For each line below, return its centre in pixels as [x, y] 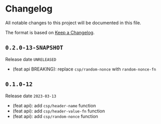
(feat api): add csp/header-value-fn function [59, 111]
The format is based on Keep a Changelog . [50, 32]
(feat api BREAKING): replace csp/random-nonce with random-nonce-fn [84, 69]
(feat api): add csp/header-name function [54, 105]
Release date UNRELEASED [31, 59]
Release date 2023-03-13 [31, 96]
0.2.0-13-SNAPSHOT [34, 48]
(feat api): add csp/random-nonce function [55, 116]
